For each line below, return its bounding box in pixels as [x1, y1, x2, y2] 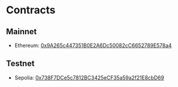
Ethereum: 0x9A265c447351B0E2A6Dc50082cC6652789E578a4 [14, 42, 172, 49]
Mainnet [6, 27, 37, 37]
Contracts [6, 3, 56, 17]
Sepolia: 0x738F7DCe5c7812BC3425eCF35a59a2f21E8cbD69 [14, 74, 165, 81]
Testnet [6, 59, 35, 68]
